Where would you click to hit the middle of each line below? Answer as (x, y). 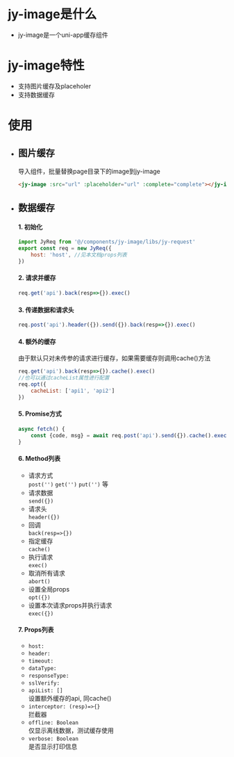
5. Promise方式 (40, 414)
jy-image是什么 (52, 14)
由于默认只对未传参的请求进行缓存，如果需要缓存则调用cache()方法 (114, 358)
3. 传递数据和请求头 (46, 309)
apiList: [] (45, 690)
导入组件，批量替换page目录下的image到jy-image (89, 171)
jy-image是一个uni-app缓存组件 (63, 35)
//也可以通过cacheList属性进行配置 (64, 378)
